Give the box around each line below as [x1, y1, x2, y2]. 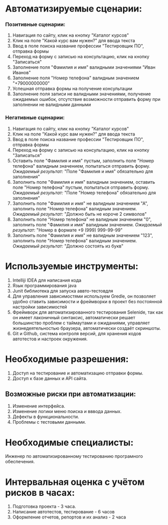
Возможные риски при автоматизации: [5, 390, 136, 399]
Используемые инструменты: [5, 260, 139, 272]
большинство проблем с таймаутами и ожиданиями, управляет [12, 320, 150, 326]
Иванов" [12, 70, 31, 76]
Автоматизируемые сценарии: [5, 3, 142, 15]
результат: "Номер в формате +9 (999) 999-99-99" [12, 227, 123, 233]
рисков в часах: [5, 487, 75, 498]
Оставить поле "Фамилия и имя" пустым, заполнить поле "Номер [12, 158, 154, 164]
